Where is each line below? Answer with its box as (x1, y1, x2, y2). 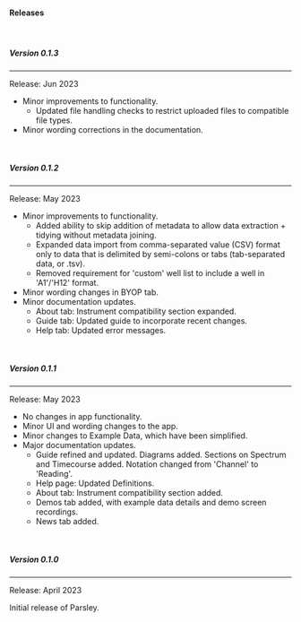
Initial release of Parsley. (9, 602, 100, 613)
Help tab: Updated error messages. (35, 325, 167, 336)
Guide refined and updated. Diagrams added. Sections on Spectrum (35, 449, 287, 461)
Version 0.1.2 (9, 162, 59, 173)
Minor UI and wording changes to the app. (21, 421, 179, 432)
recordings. (35, 506, 79, 517)
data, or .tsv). (35, 258, 85, 269)
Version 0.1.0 (9, 554, 59, 565)
